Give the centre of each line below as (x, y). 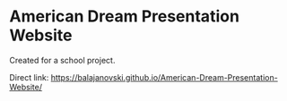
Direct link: (29, 77)
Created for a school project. (62, 60)
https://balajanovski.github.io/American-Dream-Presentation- (164, 77)
